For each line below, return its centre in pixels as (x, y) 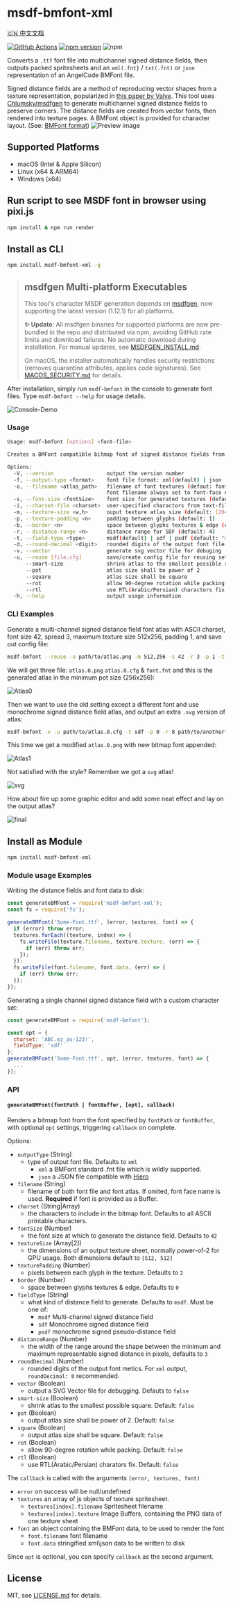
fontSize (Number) (44, 1228)
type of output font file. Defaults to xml (83, 1161)
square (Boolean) (41, 1427)
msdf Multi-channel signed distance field (96, 1317)
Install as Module (45, 841)
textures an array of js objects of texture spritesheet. (93, 1498)
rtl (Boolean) (37, 1457)
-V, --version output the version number (99, 473)
